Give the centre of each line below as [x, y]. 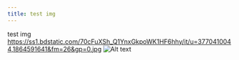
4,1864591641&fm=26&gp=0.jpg [55, 49]
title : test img [31, 14]
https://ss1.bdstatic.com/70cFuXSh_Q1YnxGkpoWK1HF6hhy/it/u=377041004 [119, 41]
